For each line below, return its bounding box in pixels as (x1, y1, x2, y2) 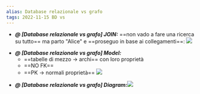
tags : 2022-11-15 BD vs (6, 14, 66, 20)
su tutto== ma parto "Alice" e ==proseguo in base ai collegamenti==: (14, 37, 185, 45)
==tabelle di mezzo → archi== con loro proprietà (23, 55, 144, 62)
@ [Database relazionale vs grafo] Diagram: (14, 81, 128, 88)
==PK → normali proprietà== (23, 69, 96, 76)
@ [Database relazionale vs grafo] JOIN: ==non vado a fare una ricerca (14, 30, 195, 37)
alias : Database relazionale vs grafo (6, 8, 103, 15)
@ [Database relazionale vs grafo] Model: (14, 49, 122, 57)
